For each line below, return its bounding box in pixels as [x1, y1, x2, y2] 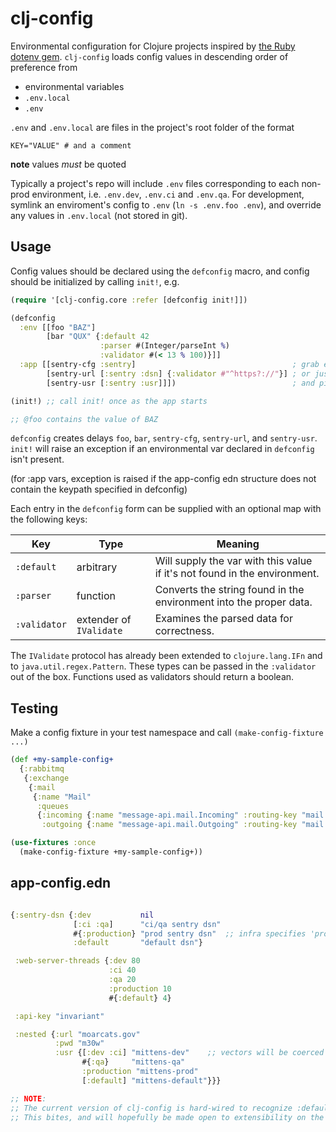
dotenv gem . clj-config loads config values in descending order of [10, 50, 289, 62]
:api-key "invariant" [14, 1011, 105, 1021]
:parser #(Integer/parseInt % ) [99, 341, 230, 351]
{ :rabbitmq [19, 764, 65, 774]
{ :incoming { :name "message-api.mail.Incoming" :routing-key [36, 810, 298, 821]
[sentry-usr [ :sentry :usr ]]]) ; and [46, 378, 315, 388]
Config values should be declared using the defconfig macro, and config [10, 265, 310, 277]
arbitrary [76, 560, 118, 574]
